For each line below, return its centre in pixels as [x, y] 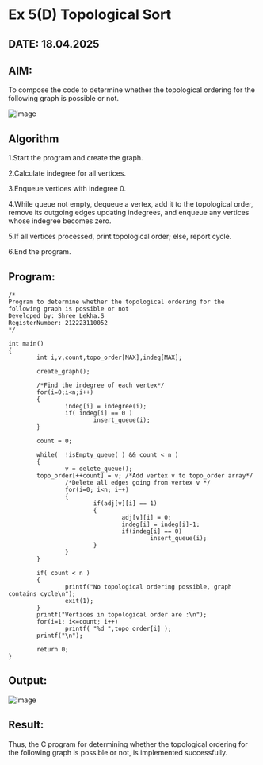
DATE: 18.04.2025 [54, 44]
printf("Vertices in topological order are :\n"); [122, 615]
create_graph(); [63, 372]
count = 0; [55, 441]
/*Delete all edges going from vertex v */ [138, 483]
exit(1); [79, 601]
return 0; [53, 650]
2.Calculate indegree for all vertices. [67, 173]
